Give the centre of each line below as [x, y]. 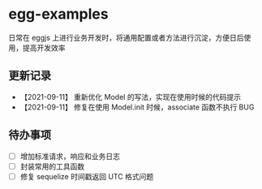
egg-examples [58, 14]
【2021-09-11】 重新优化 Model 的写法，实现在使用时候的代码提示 [131, 97]
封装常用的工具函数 [52, 166]
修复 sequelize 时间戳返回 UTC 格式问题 [87, 176]
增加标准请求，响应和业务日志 [70, 156]
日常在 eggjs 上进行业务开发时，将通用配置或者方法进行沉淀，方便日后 [126, 37]
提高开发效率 [44, 47]
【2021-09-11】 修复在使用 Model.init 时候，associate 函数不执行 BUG [137, 107]
